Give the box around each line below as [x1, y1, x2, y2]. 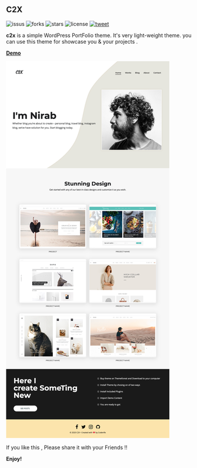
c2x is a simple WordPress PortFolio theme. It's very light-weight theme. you [6, 32, 192, 39]
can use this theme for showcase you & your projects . [6, 38, 138, 45]
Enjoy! [6, 455, 22, 462]
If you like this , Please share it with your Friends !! [6, 444, 128, 451]
